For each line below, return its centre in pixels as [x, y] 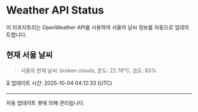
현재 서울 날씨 [29, 55]
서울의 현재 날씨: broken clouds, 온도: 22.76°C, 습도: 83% [88, 70]
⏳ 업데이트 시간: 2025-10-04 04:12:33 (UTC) [59, 83]
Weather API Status [55, 10]
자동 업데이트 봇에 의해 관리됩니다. [45, 103]
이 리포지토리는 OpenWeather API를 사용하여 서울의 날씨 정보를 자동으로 [90, 27]
